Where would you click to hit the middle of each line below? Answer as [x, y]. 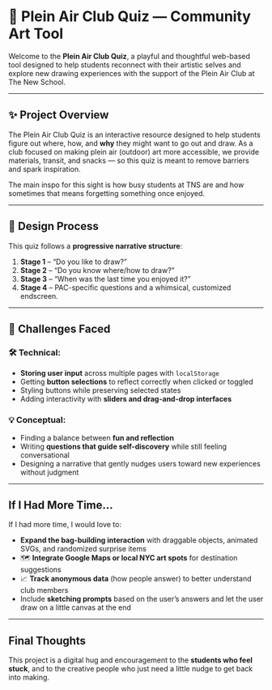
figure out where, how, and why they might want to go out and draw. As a [131, 143]
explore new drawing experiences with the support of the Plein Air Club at [132, 73]
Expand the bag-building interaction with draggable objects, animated [139, 540]
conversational [45, 455]
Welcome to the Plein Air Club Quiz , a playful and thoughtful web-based [130, 56]
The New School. [37, 82]
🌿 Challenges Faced [59, 328]
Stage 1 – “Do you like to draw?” [74, 262]
